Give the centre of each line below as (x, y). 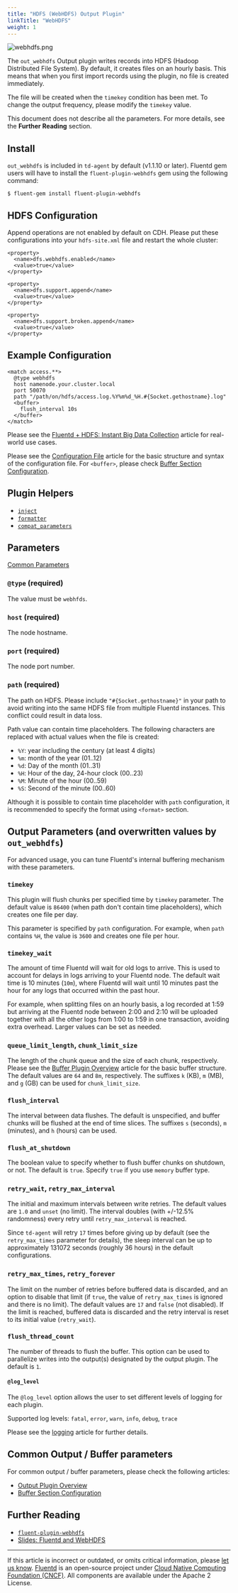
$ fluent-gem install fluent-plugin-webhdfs (74, 194)
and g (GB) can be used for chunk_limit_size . (74, 1084)
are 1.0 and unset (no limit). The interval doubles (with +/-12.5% (101, 1211)
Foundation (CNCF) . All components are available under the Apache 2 (109, 1575)
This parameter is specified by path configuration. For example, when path (116, 928)
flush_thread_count (41, 1337)
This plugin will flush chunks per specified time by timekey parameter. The (116, 899)
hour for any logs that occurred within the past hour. (84, 991)
